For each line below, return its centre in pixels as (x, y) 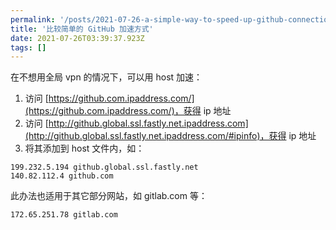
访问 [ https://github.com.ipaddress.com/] (109, 98)
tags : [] (28, 47)
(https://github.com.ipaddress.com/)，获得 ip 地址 (128, 111)
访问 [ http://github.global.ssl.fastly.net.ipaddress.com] (136, 123)
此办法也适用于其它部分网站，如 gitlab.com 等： (109, 196)
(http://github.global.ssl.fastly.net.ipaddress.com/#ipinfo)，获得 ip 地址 (170, 136)
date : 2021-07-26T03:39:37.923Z (77, 38)
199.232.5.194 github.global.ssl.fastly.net (104, 167)
